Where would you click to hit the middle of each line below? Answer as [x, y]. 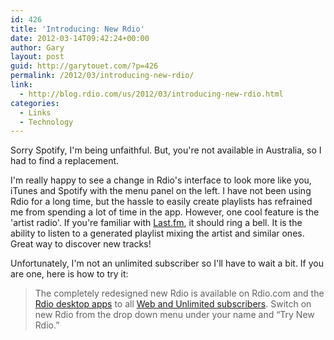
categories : [35, 103]
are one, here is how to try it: [69, 274]
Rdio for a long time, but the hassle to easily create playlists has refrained [161, 202]
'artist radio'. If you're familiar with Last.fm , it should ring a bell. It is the [156, 223]
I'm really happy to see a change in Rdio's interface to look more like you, [161, 180]
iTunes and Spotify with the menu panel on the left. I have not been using [161, 191]
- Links [35, 112]
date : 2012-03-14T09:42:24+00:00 [80, 38]
